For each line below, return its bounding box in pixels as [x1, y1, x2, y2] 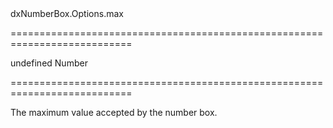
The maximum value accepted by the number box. [10, 107, 218, 118]
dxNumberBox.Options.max [10, 8, 124, 19]
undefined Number [10, 57, 88, 69]
